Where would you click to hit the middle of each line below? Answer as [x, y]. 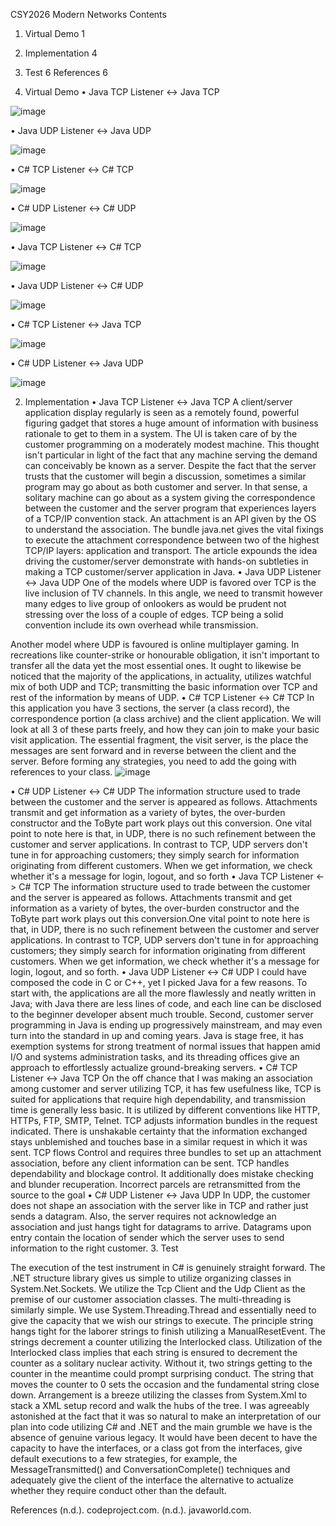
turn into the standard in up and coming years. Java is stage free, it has [157, 1035]
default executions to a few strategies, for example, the [124, 1458]
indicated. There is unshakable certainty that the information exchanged [159, 1131]
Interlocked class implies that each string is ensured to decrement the [154, 1352]
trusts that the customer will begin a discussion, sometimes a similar [165, 476]
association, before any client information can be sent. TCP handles [150, 1163]
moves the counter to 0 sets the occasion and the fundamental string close [165, 1384]
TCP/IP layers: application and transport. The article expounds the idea [171, 550]
